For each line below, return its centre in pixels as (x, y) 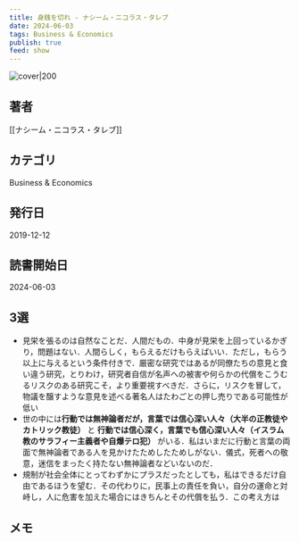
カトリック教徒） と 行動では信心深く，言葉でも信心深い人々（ (138, 430)
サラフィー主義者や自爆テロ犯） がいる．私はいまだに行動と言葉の (160, 441)
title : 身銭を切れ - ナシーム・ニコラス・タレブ (89, 17)
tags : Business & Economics (62, 34)
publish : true (36, 42)
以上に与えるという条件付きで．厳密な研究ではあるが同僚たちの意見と (151, 363)
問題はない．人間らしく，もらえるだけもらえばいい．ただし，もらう (162, 352)
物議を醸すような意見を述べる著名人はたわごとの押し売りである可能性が (155, 396)
